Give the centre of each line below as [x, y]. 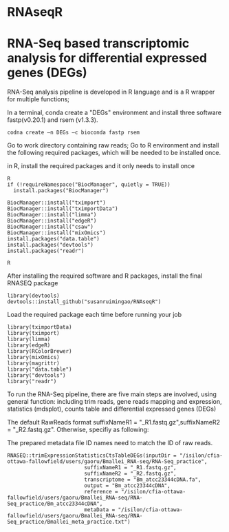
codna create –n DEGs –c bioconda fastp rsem [73, 133]
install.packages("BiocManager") [61, 191]
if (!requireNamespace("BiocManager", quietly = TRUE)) [89, 185]
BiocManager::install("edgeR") [52, 221]
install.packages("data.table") [53, 239]
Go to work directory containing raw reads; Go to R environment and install [113, 145]
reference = [101, 492]
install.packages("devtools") [51, 245]
